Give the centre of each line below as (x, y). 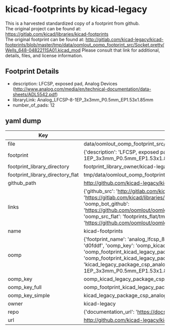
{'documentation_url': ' (110, 312)
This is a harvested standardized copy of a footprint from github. (73, 23)
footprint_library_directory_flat (43, 174)
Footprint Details (32, 72)
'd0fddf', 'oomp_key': (109, 245)
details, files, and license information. (44, 55)
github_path (22, 183)
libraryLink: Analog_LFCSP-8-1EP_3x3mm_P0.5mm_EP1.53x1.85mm (83, 100)
